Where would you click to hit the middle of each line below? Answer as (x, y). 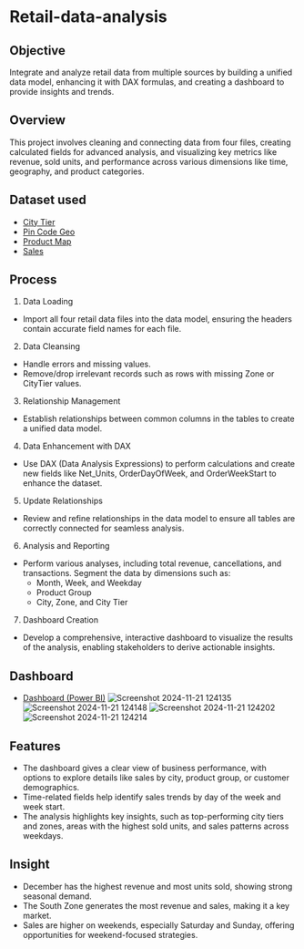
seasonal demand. (57, 896)
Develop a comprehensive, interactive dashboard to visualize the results (158, 638)
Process (33, 280)
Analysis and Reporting (66, 546)
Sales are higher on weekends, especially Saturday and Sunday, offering (158, 925)
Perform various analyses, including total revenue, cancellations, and (152, 563)
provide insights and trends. (62, 92)
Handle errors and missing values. (87, 364)
